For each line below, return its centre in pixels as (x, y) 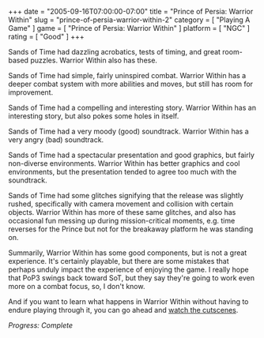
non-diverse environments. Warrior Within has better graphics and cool (124, 163)
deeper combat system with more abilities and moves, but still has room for (131, 84)
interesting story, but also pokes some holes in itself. (94, 116)
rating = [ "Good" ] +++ (46, 36)
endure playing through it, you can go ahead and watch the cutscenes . (123, 310)
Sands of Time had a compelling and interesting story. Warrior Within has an (132, 107)
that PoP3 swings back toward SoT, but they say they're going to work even (132, 278)
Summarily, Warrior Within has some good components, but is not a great (128, 253)
